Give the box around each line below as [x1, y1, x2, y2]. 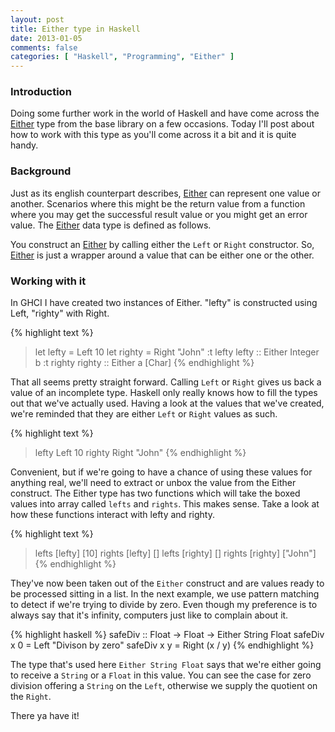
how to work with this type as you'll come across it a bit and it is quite [10, 129, 297, 141]
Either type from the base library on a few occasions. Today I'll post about [10, 118, 315, 130]
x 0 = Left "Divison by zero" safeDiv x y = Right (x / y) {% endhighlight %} [10, 639, 315, 651]
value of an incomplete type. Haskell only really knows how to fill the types [10, 387, 318, 399]
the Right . [10, 691, 52, 703]
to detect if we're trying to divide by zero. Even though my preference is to [10, 599, 318, 611]
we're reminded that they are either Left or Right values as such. [10, 408, 278, 420]
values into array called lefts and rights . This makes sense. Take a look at [10, 498, 320, 510]
